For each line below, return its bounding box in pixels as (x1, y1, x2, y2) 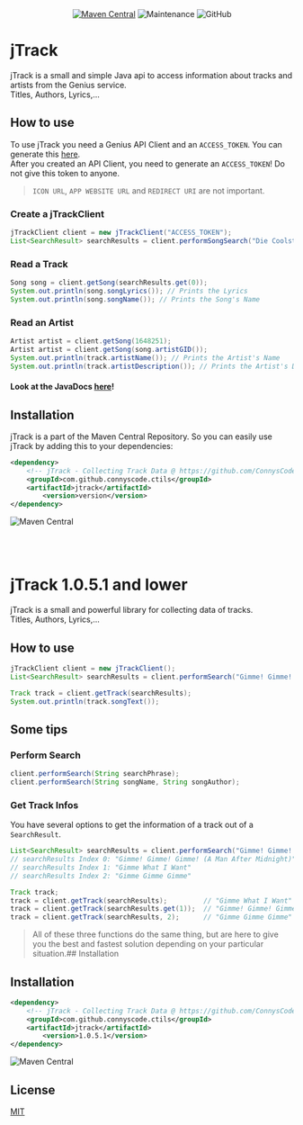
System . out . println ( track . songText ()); (10, 697, 160, 706)
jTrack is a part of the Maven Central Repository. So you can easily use (10, 431, 272, 442)
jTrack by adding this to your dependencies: (10, 440, 174, 451)
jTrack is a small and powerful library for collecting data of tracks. (10, 605, 254, 616)
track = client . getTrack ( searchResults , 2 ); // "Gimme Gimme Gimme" (10, 913, 293, 922)
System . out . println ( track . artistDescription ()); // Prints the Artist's (10, 362, 289, 371)
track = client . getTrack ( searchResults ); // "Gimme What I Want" (10, 895, 293, 905)
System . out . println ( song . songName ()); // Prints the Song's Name (10, 294, 260, 304)
